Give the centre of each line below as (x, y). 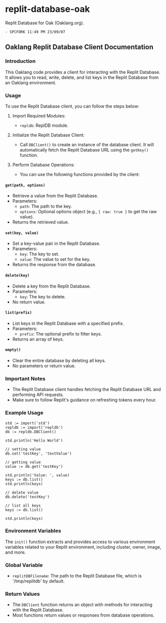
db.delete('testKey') (28, 497)
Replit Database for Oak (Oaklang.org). (45, 23)
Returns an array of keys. (38, 339)
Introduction (20, 61)
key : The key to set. (39, 254)
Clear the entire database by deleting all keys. (59, 360)
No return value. (29, 302)
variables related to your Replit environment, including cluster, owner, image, (83, 547)
